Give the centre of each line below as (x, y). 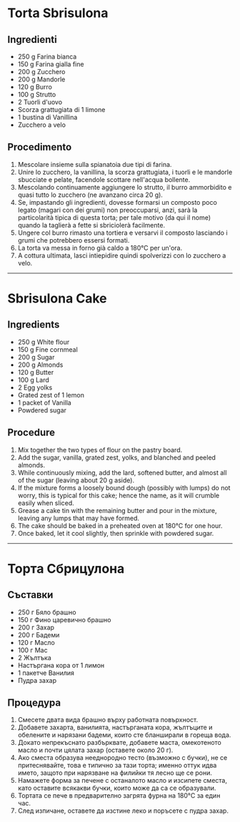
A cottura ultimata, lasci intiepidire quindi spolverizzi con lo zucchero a (122, 255)
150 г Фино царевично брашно (64, 619)
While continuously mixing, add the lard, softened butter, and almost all (122, 472)
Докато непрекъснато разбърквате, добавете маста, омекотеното (119, 743)
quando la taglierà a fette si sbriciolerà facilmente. (91, 225)
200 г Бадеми (39, 635)
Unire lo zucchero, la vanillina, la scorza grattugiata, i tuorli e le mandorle (125, 172)
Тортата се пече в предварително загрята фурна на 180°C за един (119, 796)
